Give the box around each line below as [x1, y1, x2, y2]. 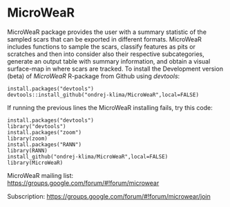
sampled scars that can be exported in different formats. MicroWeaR [7, 35, 202, 43]
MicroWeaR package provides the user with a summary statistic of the [7, 28, 207, 36]
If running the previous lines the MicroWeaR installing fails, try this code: [7, 103, 213, 111]
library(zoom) [7, 135, 48, 142]
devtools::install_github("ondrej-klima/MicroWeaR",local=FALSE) [7, 91, 199, 98]
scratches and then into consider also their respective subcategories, [7, 50, 205, 58]
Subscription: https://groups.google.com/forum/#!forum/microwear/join [7, 192, 211, 200]
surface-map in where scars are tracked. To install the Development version [7, 64, 223, 73]
